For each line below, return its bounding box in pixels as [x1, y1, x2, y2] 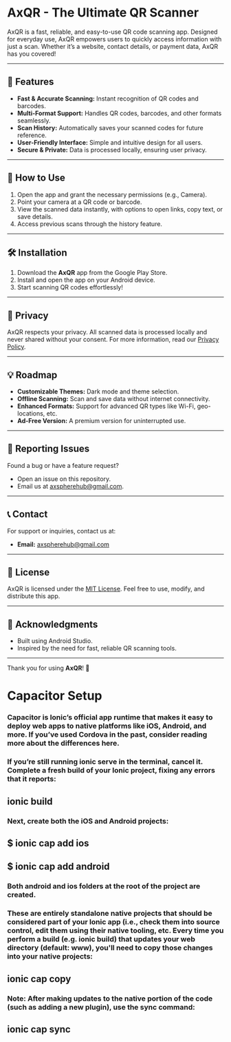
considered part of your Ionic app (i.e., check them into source [7, 917, 220, 927]
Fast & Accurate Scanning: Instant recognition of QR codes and [16, 94, 199, 103]
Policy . [7, 343, 26, 351]
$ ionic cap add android [7, 861, 110, 872]
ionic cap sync [7, 1023, 71, 1035]
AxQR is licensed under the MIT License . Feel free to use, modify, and [7, 584, 205, 593]
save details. [16, 212, 53, 221]
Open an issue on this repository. [16, 474, 111, 483]
